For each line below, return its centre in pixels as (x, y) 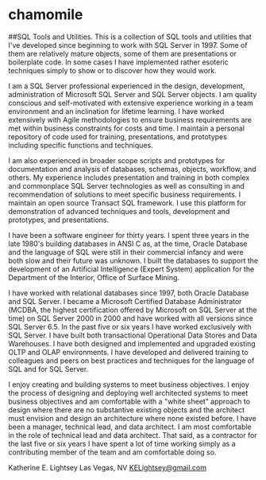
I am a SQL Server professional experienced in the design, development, (127, 86)
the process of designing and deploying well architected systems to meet (128, 392)
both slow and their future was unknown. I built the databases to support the (133, 260)
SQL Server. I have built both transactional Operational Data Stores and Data (133, 335)
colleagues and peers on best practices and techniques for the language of (131, 361)
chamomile (46, 15)
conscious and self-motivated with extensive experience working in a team (131, 103)
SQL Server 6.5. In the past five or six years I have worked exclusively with (130, 326)
